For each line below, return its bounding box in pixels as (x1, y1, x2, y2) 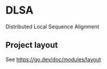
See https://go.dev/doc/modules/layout (5, 55, 101, 63)
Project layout (5, 40, 59, 50)
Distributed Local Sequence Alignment (5, 23, 99, 30)
